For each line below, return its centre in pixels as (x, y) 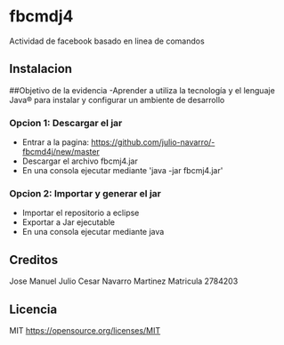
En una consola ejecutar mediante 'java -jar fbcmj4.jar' (122, 171)
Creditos (34, 260)
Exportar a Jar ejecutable (69, 222)
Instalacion (41, 69)
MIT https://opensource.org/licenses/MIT (85, 330)
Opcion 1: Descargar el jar (66, 123)
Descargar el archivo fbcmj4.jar (80, 161)
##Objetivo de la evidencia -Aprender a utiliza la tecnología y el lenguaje (142, 90)
